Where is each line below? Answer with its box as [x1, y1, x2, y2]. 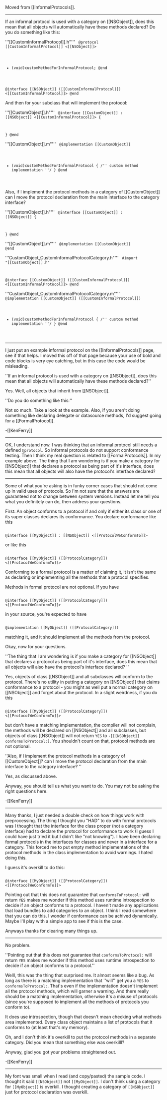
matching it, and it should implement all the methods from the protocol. [5, 634, 151, 640]
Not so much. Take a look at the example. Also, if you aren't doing [5, 407, 140, 413]
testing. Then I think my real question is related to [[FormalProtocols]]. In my [5, 452, 161, 459]
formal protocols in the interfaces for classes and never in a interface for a [5, 839, 158, 845]
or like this [5, 542, 26, 548]
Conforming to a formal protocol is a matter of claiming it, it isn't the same [5, 569, 157, 575]
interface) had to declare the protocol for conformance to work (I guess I [5, 828, 154, 834]
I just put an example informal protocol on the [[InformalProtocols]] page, [5, 347, 155, 353]
